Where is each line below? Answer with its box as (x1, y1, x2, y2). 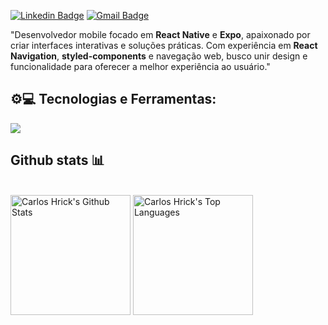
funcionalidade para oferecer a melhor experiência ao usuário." (10, 61, 271, 72)
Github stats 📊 (10, 152, 105, 169)
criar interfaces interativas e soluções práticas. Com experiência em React (10, 40, 318, 51)
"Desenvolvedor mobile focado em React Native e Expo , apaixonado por (10, 29, 311, 40)
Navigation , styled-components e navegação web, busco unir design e (10, 50, 308, 62)
